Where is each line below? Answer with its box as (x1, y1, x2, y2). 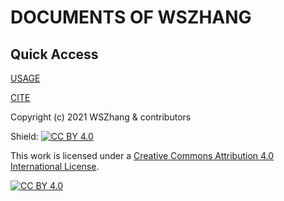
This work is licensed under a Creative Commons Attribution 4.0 (10, 150, 275, 161)
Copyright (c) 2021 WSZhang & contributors (10, 111, 192, 123)
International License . (10, 161, 100, 172)
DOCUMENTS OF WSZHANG (10, 6, 252, 29)
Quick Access (10, 46, 99, 63)
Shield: (10, 131, 39, 142)
